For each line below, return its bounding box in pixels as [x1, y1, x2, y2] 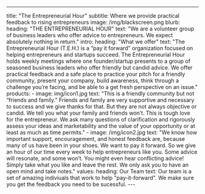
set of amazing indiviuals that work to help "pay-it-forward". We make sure [6, 174, 194, 181]
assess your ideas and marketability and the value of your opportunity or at [6, 123, 195, 129]
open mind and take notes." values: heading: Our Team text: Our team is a [6, 168, 192, 174]
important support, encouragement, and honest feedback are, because [6, 135, 185, 142]
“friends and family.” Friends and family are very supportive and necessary [6, 96, 195, 104]
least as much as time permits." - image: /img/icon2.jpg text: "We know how [6, 129, 197, 136]
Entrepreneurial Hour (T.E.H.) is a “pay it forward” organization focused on [6, 45, 193, 52]
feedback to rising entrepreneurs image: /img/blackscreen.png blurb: [6, 19, 181, 26]
